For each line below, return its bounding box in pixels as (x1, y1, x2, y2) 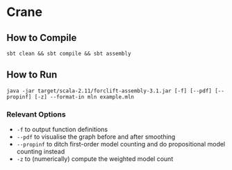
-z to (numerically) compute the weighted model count (16, 155, 174, 163)
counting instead (16, 147, 65, 156)
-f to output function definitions (16, 126, 108, 134)
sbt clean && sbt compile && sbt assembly (6, 50, 131, 57)
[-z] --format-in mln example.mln (34, 93, 135, 101)
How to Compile (6, 32, 77, 44)
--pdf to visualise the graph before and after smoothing (16, 133, 176, 141)
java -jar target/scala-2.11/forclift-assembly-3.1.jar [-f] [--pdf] (6, 87, 213, 94)
